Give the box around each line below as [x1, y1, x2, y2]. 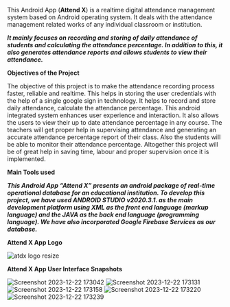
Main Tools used [7, 168, 56, 176]
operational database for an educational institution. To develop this [7, 188, 205, 197]
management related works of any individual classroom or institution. [7, 21, 203, 28]
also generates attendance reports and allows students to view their [7, 48, 207, 56]
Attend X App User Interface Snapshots [7, 265, 122, 273]
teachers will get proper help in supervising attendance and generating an [7, 126, 217, 134]
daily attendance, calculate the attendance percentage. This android [7, 104, 200, 112]
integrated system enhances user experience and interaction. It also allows [7, 111, 220, 119]
